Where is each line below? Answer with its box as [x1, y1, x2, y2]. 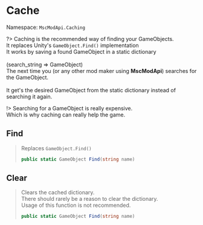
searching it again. [6, 93, 53, 100]
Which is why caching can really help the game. [6, 111, 126, 118]
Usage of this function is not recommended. [21, 201, 131, 209]
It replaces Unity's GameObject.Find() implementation [6, 42, 139, 49]
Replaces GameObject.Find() [21, 144, 92, 151]
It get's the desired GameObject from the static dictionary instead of [6, 86, 176, 93]
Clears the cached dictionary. [21, 189, 95, 196]
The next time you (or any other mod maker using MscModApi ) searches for [6, 67, 197, 74]
